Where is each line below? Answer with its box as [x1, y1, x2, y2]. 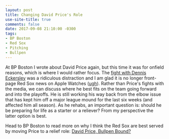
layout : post [5, 7, 33, 13]
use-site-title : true [5, 17, 51, 22]
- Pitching [5, 45, 28, 50]
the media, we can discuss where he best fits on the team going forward [5, 86, 157, 92]
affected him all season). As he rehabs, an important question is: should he [5, 102, 162, 108]
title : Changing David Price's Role [5, 12, 83, 17]
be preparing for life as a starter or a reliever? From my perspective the [5, 107, 154, 114]
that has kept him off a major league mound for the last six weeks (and [5, 96, 153, 102]
